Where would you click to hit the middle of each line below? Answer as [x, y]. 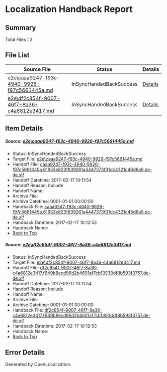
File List [17, 55]
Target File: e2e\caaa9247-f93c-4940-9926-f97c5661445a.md [77, 159]
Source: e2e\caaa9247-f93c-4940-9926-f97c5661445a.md [70, 141]
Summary [21, 28]
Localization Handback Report [69, 9]
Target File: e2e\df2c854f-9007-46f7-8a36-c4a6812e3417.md [76, 262]
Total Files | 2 [19, 39]
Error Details [25, 352]
